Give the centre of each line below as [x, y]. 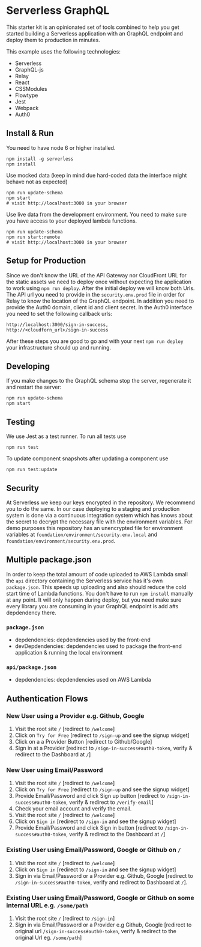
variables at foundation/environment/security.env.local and [82, 534]
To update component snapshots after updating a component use [87, 458]
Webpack [27, 108]
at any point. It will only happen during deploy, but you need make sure [94, 600]
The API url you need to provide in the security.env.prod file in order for [96, 294]
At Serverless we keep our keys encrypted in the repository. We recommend [100, 502]
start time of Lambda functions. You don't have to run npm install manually [100, 593]
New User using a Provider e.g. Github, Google [75, 715]
